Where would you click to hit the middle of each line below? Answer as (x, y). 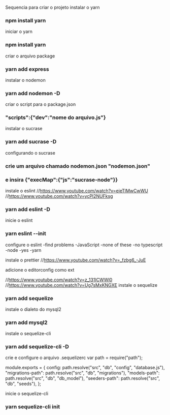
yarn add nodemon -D (33, 93)
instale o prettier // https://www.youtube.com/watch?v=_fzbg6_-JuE (76, 260)
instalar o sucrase (24, 129)
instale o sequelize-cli (28, 334)
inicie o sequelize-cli (27, 394)
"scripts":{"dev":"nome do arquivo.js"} (56, 117)
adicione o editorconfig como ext (40, 270)
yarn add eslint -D (28, 209)
